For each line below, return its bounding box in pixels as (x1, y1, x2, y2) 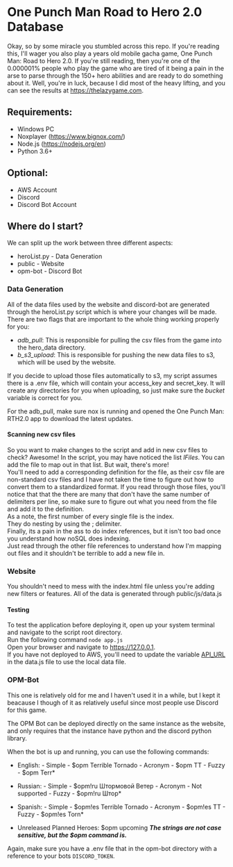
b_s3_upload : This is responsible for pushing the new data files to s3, (17, 350, 215, 358)
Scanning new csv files (7, 430, 76, 438)
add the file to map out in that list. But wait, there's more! (7, 460, 169, 469)
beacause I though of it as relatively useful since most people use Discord (7, 698, 218, 707)
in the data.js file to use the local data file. (7, 658, 126, 666)
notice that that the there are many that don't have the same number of (7, 490, 210, 498)
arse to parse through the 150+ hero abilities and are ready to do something (7, 71, 223, 80)
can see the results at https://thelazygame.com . (7, 86, 144, 94)
